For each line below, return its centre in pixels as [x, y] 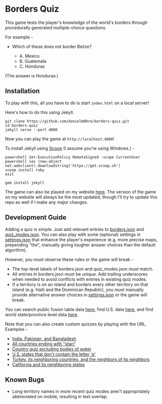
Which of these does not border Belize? [52, 46]
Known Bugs [25, 379]
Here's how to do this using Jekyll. [40, 112]
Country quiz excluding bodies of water [52, 349]
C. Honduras [32, 66]
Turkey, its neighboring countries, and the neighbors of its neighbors [81, 359]
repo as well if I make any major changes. [47, 202]
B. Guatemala [33, 61]
